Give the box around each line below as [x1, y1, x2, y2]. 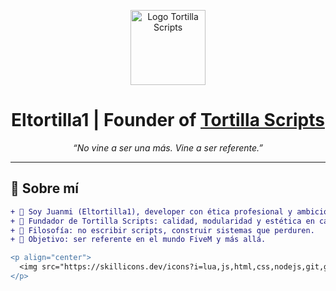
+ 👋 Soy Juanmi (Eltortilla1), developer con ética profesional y [10, 206, 293, 217]
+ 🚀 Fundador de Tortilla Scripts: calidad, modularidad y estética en [10, 216, 315, 226]
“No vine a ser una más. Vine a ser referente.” [73, 141, 263, 154]
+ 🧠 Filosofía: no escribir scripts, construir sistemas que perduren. [10, 225, 315, 235]
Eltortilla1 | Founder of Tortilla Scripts [11, 109, 325, 132]
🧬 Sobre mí [10, 180, 79, 197]
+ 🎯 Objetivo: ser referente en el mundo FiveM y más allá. [10, 235, 267, 245]
